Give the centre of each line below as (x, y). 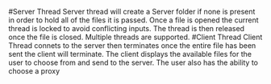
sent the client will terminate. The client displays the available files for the (130, 54)
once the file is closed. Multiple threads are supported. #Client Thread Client (135, 37)
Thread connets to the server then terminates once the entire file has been (132, 46)
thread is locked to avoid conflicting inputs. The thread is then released (126, 28)
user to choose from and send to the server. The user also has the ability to (133, 62)
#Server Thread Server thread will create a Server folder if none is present (132, 12)
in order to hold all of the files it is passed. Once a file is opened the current (134, 20)
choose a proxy (34, 71)
